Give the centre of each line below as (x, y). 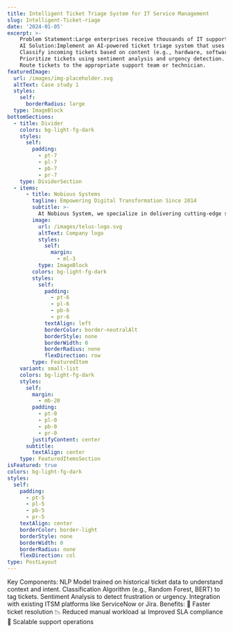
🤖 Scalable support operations (50, 622)
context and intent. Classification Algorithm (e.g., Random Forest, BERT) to (114, 589)
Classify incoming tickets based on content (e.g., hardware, (111, 53)
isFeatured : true (32, 466)
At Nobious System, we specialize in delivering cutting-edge (130, 214)
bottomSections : (31, 117)
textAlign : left (68, 323)
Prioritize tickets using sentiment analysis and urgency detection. (122, 59)
